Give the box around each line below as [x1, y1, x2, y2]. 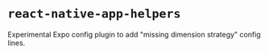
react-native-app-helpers [7, 6, 181, 21]
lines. [7, 38, 26, 48]
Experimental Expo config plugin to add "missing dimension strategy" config [7, 29, 261, 39]
